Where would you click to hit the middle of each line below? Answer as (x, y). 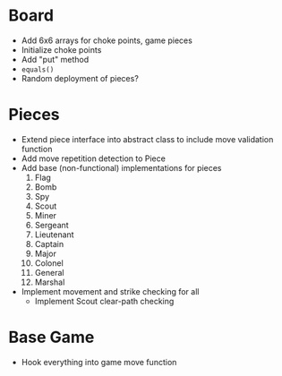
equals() (38, 69)
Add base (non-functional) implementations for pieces (121, 167)
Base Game (51, 338)
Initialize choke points (61, 49)
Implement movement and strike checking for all (110, 291)
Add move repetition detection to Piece (94, 158)
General (49, 272)
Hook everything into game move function (99, 362)
